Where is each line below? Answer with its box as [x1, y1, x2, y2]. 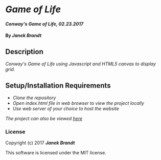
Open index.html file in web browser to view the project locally [12, 100, 145, 106]
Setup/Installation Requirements [5, 81, 111, 90]
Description [5, 47, 43, 56]
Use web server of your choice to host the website [12, 106, 119, 111]
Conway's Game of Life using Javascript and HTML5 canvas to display [5, 61, 156, 67]
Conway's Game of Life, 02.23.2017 [5, 20, 84, 27]
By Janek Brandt [5, 32, 42, 39]
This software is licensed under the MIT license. [5, 150, 106, 156]
